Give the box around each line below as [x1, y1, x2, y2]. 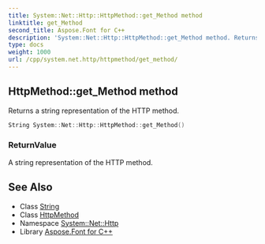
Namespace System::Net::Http [19, 218, 119, 227]
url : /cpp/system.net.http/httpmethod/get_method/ [8, 56, 178, 64]
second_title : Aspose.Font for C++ [8, 26, 125, 34]
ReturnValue [8, 140, 57, 151]
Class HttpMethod [19, 210, 79, 220]
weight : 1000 [8, 48, 51, 56]
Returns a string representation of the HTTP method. [8, 106, 180, 115]
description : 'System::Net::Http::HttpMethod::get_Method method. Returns [8, 33, 259, 42]
